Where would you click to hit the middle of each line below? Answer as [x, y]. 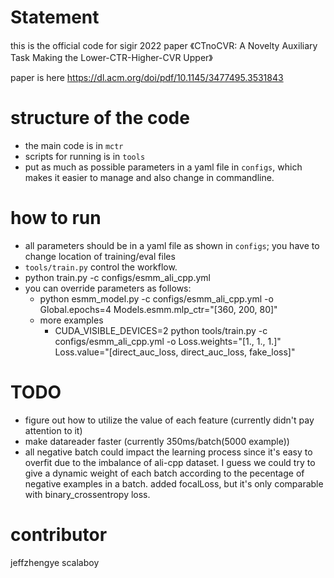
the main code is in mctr [74, 145]
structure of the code [100, 118]
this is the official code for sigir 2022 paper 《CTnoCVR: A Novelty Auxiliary [164, 45]
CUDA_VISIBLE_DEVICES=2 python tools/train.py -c [161, 330]
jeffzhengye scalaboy [55, 562]
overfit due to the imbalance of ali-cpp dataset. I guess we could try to [170, 462]
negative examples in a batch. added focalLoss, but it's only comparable [174, 483]
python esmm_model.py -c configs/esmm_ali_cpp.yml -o [156, 298]
